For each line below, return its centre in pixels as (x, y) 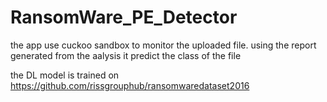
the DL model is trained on (65, 75)
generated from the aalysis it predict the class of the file (126, 55)
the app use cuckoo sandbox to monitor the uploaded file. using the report (163, 45)
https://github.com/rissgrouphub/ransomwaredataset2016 (130, 85)
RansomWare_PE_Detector (124, 17)
